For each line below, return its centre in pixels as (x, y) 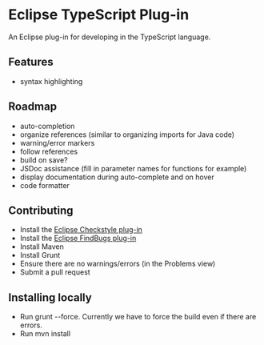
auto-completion (47, 126)
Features (31, 62)
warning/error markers (57, 142)
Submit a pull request (55, 272)
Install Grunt (40, 255)
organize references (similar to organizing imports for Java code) (127, 134)
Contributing (41, 210)
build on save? (44, 160)
